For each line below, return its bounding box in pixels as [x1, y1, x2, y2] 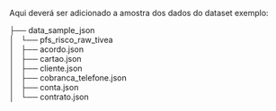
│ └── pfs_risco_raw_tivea [9, 35, 114, 45]
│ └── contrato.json [9, 91, 89, 102]
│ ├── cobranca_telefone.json [9, 73, 128, 83]
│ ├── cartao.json [9, 54, 83, 64]
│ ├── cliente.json [9, 63, 83, 73]
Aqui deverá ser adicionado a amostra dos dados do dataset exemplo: [9, 8, 269, 18]
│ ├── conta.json [9, 82, 79, 92]
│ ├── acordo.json [9, 44, 84, 55]
